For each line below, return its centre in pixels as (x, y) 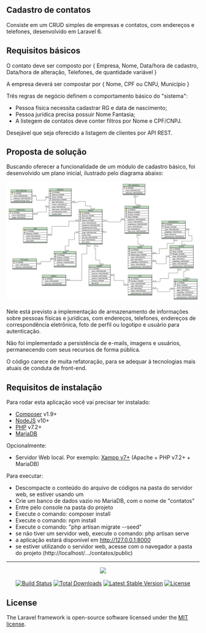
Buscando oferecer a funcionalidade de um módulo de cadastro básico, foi (101, 167)
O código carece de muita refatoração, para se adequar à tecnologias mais (101, 362)
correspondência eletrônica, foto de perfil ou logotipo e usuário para (93, 325)
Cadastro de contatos (48, 10)
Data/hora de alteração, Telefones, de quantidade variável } (82, 72)
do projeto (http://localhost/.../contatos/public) (74, 553)
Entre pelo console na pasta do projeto (64, 507)
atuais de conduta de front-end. (47, 368)
